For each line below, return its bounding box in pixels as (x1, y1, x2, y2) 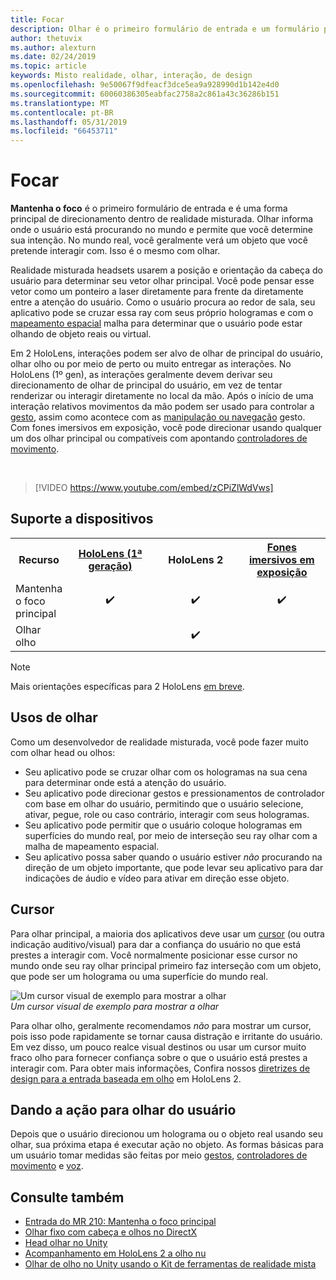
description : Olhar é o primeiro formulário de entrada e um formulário (10, 24, 320, 34)
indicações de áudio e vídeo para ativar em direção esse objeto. (24, 872, 290, 884)
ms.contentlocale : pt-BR (10, 107, 114, 118)
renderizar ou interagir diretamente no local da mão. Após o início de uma (10, 390, 314, 402)
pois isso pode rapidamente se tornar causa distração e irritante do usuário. (10, 1030, 323, 1042)
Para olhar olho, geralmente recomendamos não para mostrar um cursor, (10, 1019, 312, 1031)
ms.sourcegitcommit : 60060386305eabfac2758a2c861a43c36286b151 (10, 89, 280, 99)
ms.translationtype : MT (10, 98, 110, 108)
